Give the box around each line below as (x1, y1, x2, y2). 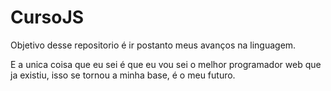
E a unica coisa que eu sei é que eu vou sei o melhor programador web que (10, 58, 322, 70)
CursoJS (10, 6, 85, 29)
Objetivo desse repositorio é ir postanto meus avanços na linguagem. (10, 39, 297, 51)
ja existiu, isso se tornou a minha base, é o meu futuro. (10, 69, 236, 81)
